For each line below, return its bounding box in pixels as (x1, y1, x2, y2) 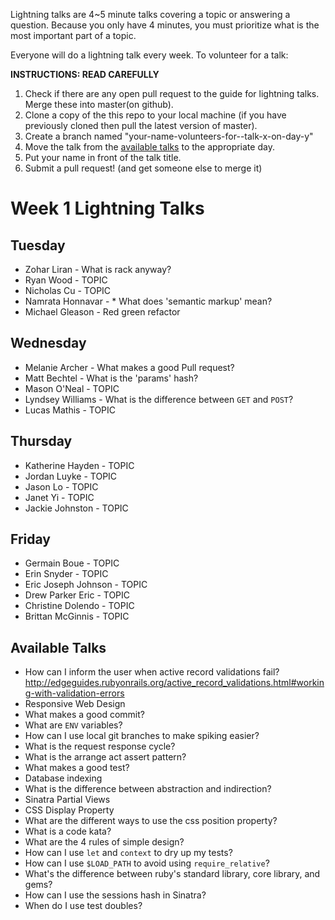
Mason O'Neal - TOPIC (24, 382, 120, 394)
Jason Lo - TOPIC (24, 480, 99, 493)
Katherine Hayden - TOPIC (24, 459, 135, 471)
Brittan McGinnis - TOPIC (24, 610, 130, 623)
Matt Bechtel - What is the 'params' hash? (24, 372, 199, 384)
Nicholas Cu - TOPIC (24, 285, 112, 296)
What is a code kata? (24, 825, 112, 838)
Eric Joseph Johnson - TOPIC (24, 579, 148, 591)
